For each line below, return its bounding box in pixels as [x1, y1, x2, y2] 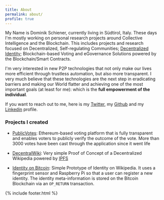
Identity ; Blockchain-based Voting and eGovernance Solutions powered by [5, 51, 157, 57]
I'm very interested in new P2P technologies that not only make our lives [5, 66, 152, 71]
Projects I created [5, 119, 48, 126]
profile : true [5, 16, 34, 21]
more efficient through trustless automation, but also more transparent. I [5, 71, 152, 77]
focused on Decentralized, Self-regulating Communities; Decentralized [5, 45, 149, 52]
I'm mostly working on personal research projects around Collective [5, 35, 143, 41]
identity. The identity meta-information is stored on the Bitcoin [12, 175, 139, 181]
